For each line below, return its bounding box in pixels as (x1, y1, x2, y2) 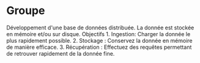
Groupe (6, 4, 45, 18)
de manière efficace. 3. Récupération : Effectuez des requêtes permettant (6, 43, 192, 51)
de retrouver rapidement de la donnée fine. (6, 50, 115, 57)
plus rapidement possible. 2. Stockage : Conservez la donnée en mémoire (6, 37, 193, 44)
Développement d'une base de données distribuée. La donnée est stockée (6, 24, 194, 31)
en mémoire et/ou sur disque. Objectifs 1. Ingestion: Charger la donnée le (6, 30, 191, 37)
